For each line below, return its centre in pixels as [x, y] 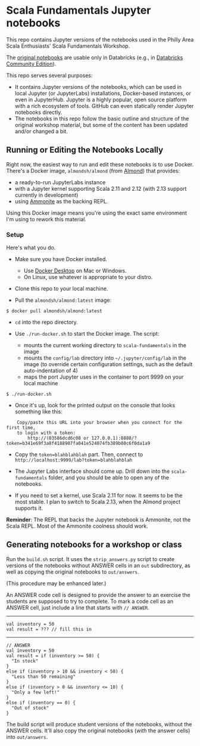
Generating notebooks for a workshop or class [94, 545]
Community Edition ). [31, 64]
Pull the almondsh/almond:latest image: [63, 300]
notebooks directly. [38, 112]
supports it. [29, 508]
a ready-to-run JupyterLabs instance [60, 182]
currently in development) [46, 195]
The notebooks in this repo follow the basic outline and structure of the [102, 118]
